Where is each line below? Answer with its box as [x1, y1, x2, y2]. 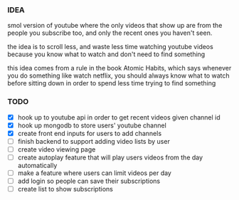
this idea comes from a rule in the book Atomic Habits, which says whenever [7, 64, 232, 73]
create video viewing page [17, 144, 96, 154]
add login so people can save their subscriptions [17, 177, 161, 186]
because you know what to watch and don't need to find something [7, 50, 206, 58]
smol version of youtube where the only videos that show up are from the [7, 21, 223, 30]
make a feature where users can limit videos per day [17, 169, 172, 177]
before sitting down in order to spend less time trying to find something [7, 79, 216, 88]
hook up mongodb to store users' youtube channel [17, 121, 167, 130]
